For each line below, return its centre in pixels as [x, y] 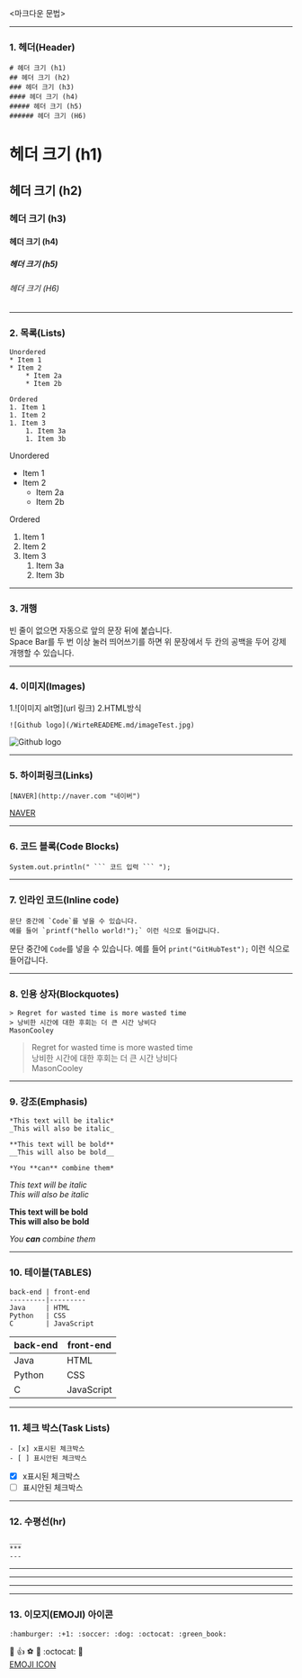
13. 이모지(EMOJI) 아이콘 [62, 1615]
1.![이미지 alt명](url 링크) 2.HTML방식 [75, 708]
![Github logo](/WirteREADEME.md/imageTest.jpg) [102, 725]
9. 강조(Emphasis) [49, 1101]
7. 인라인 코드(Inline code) [64, 900]
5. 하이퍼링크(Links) [51, 775]
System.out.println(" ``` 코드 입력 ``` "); [90, 867]
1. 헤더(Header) [42, 47]
